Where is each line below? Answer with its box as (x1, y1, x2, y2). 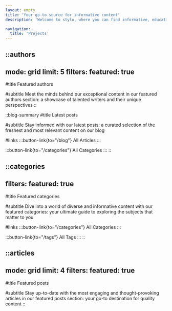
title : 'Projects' (10, 31, 50, 36)
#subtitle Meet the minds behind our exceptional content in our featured (5, 91, 157, 98)
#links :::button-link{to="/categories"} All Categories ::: (5, 224, 121, 230)
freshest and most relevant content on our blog (5, 127, 105, 133)
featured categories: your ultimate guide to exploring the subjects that (5, 208, 153, 215)
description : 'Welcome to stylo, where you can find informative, (5, 17, 150, 22)
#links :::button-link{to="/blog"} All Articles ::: (5, 137, 101, 144)
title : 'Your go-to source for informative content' (5, 12, 120, 17)
